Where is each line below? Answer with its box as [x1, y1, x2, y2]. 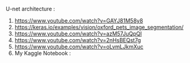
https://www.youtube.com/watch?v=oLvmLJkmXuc [14, 43, 144, 50]
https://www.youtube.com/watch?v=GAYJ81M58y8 [14, 17, 144, 24]
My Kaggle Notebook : [14, 50, 71, 57]
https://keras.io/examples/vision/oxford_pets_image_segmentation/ [14, 24, 184, 31]
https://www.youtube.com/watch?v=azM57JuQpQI [14, 30, 142, 37]
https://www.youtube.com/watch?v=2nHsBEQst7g [14, 37, 141, 43]
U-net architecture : [5, 6, 55, 12]
